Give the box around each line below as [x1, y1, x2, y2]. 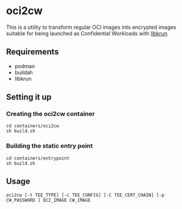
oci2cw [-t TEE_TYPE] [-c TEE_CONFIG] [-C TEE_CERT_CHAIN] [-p [6, 192, 165, 198]
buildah [14, 69, 34, 76]
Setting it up [6, 92, 52, 102]
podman [14, 62, 35, 69]
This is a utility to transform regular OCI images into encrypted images [6, 24, 177, 31]
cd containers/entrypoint [6, 155, 70, 161]
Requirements [6, 47, 59, 57]
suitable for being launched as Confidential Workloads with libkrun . [6, 29, 169, 37]
